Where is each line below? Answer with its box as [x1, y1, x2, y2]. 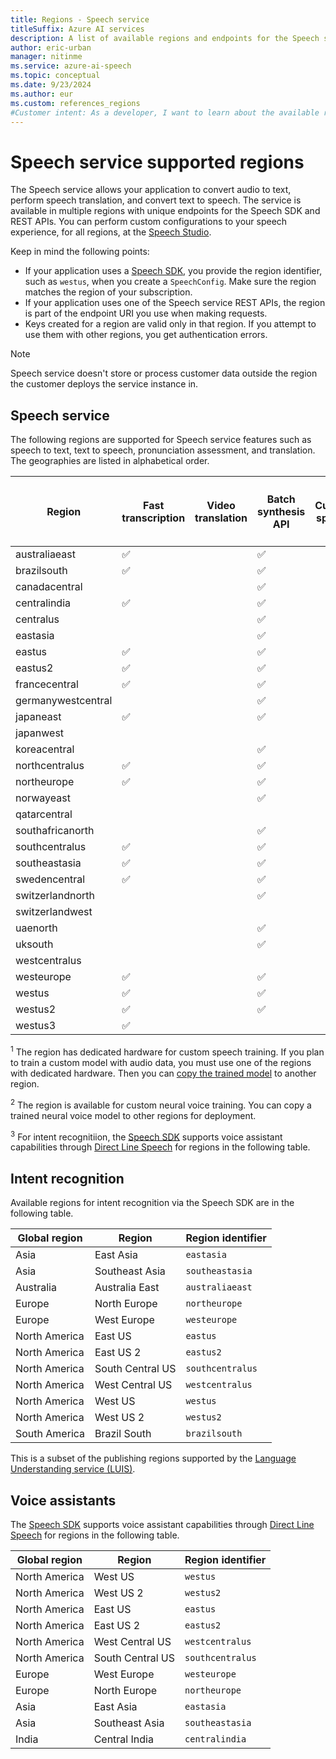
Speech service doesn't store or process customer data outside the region [10, 367, 318, 380]
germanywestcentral [15, 694, 113, 708]
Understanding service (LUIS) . [10, 1463, 136, 1475]
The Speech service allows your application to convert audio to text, [10, 184, 292, 196]
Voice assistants [10, 1492, 117, 1509]
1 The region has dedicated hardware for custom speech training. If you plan [10, 1044, 325, 1058]
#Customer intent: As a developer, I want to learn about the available [10, 107, 320, 118]
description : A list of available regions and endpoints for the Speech [10, 33, 320, 43]
